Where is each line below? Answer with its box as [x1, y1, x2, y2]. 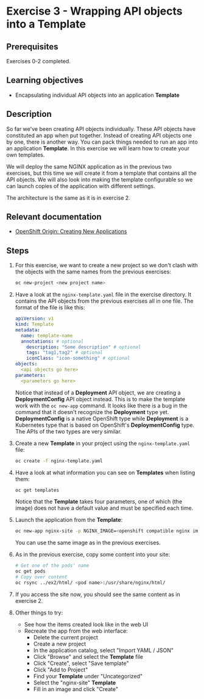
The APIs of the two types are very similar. [15, 427, 122, 435]
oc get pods [15, 568, 46, 575]
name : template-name [21, 332, 73, 339]
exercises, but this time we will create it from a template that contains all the [6, 169, 197, 177]
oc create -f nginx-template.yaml [15, 458, 103, 464]
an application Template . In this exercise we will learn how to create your [6, 144, 190, 152]
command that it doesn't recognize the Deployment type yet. [15, 408, 169, 415]
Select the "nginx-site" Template [33, 679, 116, 686]
